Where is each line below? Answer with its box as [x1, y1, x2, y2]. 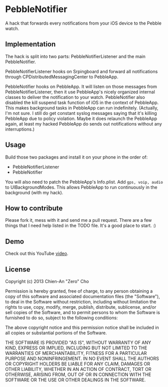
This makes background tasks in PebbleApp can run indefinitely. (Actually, [5, 104, 159, 111]
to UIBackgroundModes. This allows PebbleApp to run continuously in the [5, 184, 157, 190]
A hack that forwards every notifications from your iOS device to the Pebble [5, 20, 162, 26]
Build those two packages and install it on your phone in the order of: [5, 154, 148, 160]
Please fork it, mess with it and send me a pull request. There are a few [5, 217, 152, 223]
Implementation [5, 40, 56, 49]
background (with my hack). [5, 189, 64, 195]
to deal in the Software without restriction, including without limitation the [5, 299, 156, 305]
